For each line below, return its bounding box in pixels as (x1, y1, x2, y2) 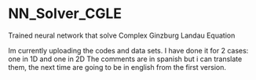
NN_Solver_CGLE (8, 5, 123, 23)
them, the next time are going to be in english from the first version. (8, 62, 226, 71)
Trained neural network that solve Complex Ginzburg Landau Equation (8, 31, 236, 40)
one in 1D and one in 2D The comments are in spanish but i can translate (8, 54, 243, 64)
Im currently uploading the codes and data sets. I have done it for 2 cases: (8, 45, 249, 55)
